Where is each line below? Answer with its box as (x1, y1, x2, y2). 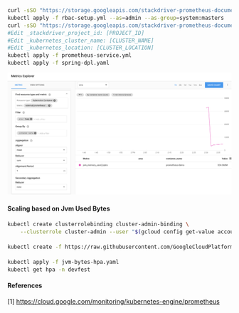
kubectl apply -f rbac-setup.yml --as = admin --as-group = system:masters (7, 14, 224, 21)
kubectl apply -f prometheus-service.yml (7, 52, 132, 59)
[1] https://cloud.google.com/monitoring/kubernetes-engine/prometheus (7, 297, 221, 305)
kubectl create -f (7, 243, 62, 250)
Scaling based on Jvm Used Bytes (7, 204, 110, 213)
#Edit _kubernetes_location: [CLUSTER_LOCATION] (7, 44, 154, 52)
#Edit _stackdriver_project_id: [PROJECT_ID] (7, 29, 144, 36)
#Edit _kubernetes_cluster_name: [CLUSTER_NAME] (7, 37, 154, 44)
